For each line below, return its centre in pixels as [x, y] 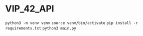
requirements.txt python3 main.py [41, 28]
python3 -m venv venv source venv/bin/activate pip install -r [72, 23]
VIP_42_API [30, 9]
